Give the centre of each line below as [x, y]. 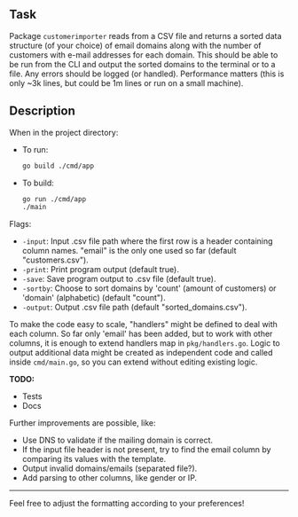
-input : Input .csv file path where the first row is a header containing [147, 241]
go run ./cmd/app [54, 199]
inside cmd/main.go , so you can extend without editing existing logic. [133, 362]
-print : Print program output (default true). [100, 270]
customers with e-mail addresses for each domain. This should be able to [144, 55]
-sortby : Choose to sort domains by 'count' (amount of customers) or [149, 288]
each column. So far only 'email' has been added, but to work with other [141, 334]
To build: [38, 183]
